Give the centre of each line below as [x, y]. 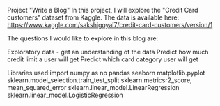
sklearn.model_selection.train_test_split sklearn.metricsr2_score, [100, 80]
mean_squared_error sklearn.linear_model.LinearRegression [93, 88]
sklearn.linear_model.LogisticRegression [65, 95]
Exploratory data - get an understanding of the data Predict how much [108, 52]
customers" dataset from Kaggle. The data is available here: [93, 17]
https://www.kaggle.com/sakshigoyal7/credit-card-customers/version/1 [110, 25]
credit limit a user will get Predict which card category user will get [103, 59]
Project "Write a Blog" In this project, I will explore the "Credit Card [103, 10]
